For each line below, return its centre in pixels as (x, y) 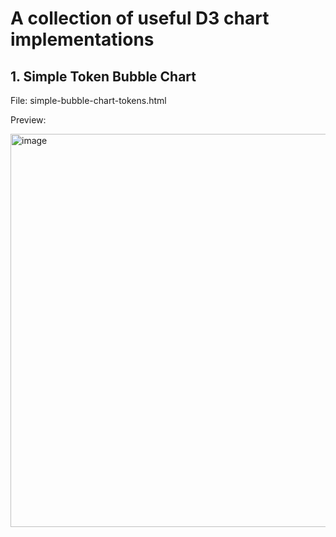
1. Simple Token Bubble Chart (103, 76)
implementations (82, 39)
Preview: (28, 120)
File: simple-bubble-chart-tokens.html (88, 100)
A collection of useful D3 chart (140, 18)
